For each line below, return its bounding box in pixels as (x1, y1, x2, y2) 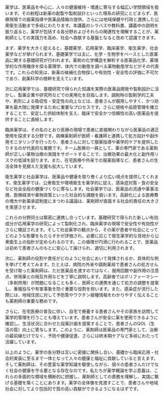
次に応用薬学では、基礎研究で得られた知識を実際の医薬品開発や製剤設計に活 (5, 86, 159, 92)
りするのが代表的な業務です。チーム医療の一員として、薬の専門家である (5, 145, 150, 151)
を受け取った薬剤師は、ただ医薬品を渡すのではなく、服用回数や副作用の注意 (5, 268, 159, 273)
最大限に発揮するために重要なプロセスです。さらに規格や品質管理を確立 (13, 104, 159, 110)
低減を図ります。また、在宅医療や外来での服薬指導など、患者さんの (18, 158, 154, 163)
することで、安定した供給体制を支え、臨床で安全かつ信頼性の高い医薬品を (5, 110, 155, 116)
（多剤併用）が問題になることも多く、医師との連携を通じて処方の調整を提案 (5, 280, 159, 285)
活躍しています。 (5, 339, 39, 345)
